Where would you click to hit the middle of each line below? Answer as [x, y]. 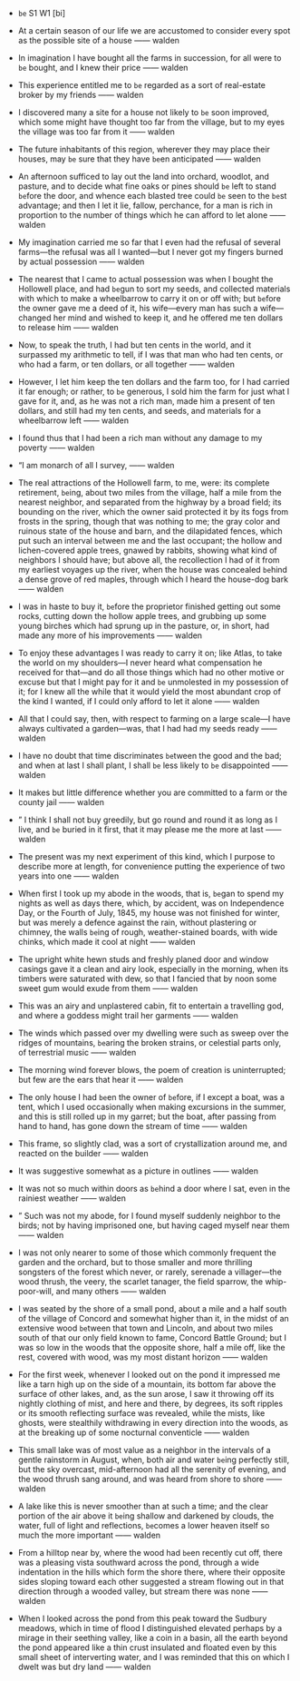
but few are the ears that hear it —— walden [101, 1080]
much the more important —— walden [89, 1535]
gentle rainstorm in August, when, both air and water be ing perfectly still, [154, 1460]
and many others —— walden [111, 1291]
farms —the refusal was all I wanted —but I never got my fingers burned [150, 252]
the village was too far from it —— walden [96, 132]
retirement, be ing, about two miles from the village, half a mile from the [150, 492]
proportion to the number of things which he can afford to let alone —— [152, 215]
